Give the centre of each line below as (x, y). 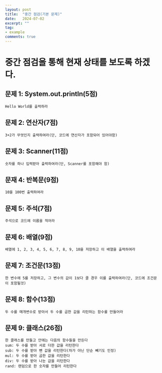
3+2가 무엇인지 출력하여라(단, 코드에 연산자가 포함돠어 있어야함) (61, 135)
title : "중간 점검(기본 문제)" (33, 14)
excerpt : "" (17, 23)
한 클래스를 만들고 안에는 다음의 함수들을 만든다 (47, 340)
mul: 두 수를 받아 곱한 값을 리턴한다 (38, 356)
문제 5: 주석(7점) (29, 208)
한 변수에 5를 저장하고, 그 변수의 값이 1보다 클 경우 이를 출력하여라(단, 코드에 (75, 278)
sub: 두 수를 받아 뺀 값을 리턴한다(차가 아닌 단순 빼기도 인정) (61, 351)
